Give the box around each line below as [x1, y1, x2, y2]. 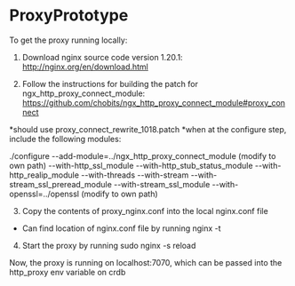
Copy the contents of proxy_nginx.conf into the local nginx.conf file [21, 205, 268, 216]
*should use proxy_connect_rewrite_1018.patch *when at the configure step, [9, 123, 287, 134]
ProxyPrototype [9, 5, 129, 26]
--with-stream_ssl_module [114, 179, 211, 189]
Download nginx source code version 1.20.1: [21, 52, 184, 62]
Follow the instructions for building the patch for [21, 78, 198, 89]
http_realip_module [9, 170, 80, 180]
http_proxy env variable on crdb [9, 266, 126, 277]
